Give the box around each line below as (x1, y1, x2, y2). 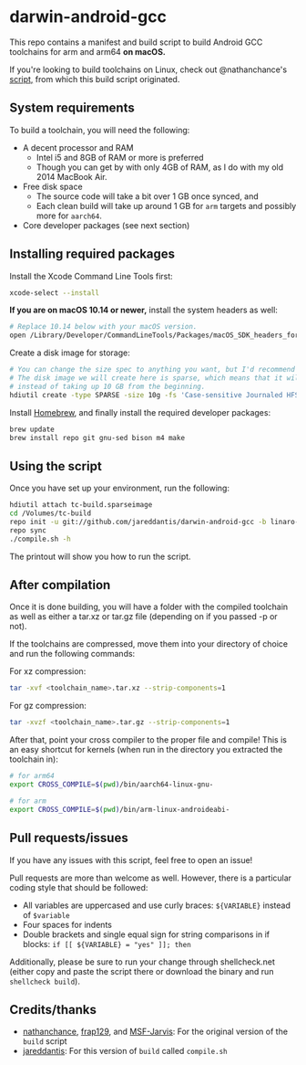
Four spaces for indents (22, 919, 112, 930)
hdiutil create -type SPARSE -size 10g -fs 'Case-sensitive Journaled (9, 390, 283, 399)
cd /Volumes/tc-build (9, 509, 92, 518)
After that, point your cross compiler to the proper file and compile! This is (9, 734, 287, 745)
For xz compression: (9, 666, 87, 677)
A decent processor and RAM (22, 142, 134, 153)
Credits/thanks (9, 1002, 97, 1018)
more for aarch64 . (36, 210, 102, 221)
